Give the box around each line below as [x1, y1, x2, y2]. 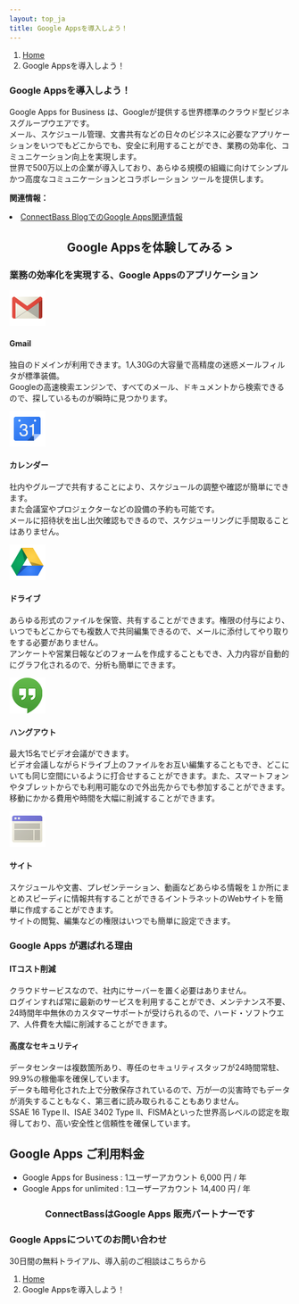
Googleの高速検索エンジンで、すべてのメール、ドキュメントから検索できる [9, 381, 285, 392]
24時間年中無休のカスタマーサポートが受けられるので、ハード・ [9, 1007, 245, 1017]
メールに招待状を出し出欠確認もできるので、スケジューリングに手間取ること [9, 514, 290, 526]
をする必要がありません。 [9, 637, 104, 648]
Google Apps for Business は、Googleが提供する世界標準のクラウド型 [9, 106, 267, 117]
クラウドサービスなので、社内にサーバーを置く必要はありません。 [9, 984, 252, 995]
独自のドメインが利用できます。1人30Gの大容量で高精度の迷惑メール [9, 359, 262, 370]
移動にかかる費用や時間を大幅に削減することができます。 [9, 793, 220, 803]
